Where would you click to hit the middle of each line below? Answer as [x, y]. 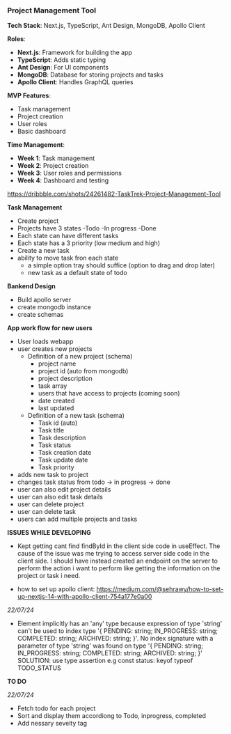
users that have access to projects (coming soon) [109, 393]
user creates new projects [55, 349]
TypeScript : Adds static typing [62, 60]
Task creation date [65, 453]
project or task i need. [49, 576]
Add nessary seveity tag [52, 724]
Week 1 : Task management [56, 158]
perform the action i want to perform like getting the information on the [119, 568]
